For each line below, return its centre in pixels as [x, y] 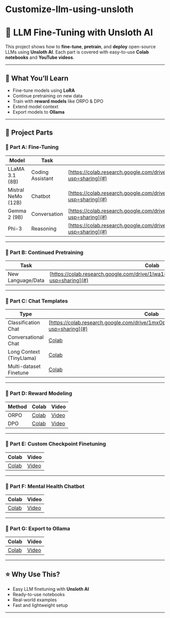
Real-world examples [35, 600]
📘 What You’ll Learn [37, 78]
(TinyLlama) [22, 358]
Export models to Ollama [38, 112]
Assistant [42, 178]
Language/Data [26, 280]
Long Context [24, 352]
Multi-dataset [24, 367]
